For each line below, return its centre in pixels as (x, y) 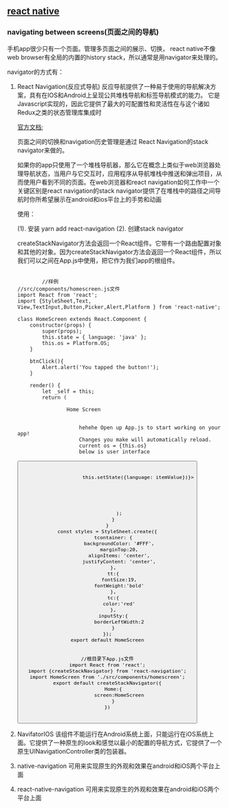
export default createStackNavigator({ (107, 683)
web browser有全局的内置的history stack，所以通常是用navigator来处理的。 (115, 57)
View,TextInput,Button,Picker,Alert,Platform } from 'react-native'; (119, 307)
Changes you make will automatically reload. (145, 439)
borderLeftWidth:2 (119, 622)
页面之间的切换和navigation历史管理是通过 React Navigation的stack (112, 141)
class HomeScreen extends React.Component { (82, 319)
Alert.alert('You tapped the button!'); (101, 367)
